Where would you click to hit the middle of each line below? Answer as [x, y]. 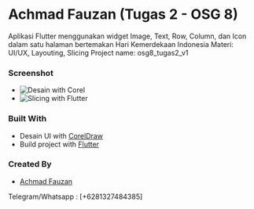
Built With [28, 119]
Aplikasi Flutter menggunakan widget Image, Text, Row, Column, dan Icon [127, 36]
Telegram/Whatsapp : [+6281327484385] [75, 196]
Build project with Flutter [59, 144]
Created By [30, 164]
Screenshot [31, 73]
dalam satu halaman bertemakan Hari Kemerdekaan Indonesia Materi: [121, 44]
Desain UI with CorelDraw [61, 135]
